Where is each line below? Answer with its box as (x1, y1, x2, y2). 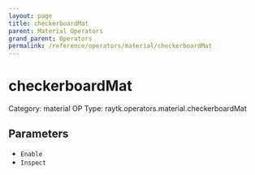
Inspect (19, 159, 46, 167)
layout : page (8, 11, 53, 20)
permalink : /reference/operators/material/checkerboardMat (8, 42, 213, 50)
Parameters (8, 127, 69, 141)
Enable (19, 150, 43, 158)
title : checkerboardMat (8, 19, 89, 28)
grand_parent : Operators (8, 34, 93, 43)
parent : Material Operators (8, 27, 104, 35)
